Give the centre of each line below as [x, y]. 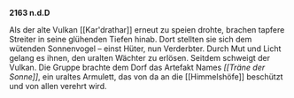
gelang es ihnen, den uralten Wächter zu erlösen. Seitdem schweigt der [140, 58]
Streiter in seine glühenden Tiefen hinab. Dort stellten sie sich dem [131, 39]
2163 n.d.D [30, 13]
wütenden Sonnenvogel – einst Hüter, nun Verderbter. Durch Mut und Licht [145, 49]
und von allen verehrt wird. [58, 86]
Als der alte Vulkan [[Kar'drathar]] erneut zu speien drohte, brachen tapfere [147, 30]
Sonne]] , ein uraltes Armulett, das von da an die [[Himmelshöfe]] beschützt [146, 77]
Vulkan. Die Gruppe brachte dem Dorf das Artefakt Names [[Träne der [137, 67]
